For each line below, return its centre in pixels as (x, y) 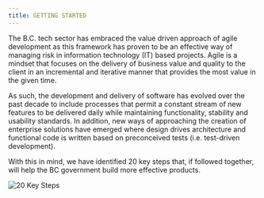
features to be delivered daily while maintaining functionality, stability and (128, 112)
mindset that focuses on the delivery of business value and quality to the (127, 63)
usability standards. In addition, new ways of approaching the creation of (128, 120)
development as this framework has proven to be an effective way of (121, 46)
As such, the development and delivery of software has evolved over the (127, 95)
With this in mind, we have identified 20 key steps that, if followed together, (131, 161)
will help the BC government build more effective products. (104, 169)
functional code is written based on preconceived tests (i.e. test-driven (124, 137)
